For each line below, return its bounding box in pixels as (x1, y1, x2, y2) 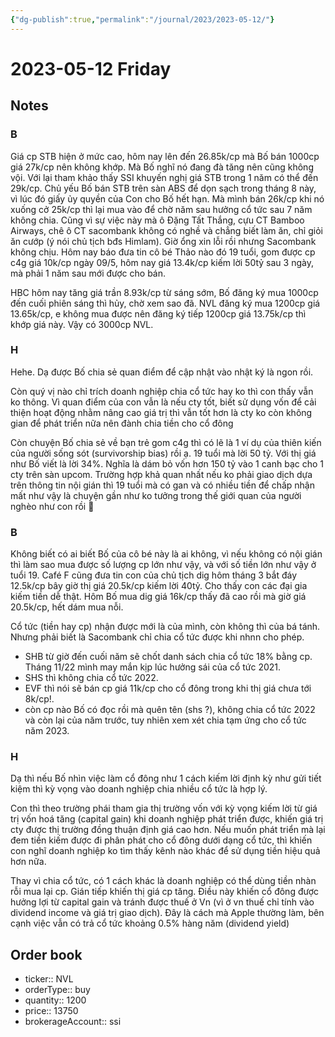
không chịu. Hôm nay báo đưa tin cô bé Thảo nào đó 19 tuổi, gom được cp (10, 246, 316, 258)
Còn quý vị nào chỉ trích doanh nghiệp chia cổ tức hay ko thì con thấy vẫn (10, 385, 314, 397)
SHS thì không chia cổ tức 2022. (24, 672, 159, 684)
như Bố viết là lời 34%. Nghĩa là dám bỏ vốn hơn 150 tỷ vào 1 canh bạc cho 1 (10, 457, 324, 470)
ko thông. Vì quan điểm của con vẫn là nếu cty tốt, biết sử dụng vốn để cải (10, 396, 317, 408)
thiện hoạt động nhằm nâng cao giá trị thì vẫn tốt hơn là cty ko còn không (10, 406, 313, 418)
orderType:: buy (24, 984, 91, 996)
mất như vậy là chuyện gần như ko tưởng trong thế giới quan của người (10, 489, 302, 501)
